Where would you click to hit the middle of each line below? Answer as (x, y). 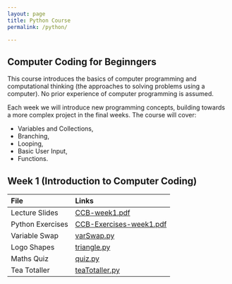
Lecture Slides (35, 213)
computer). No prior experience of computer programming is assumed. (110, 94)
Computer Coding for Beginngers (82, 62)
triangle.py (93, 247)
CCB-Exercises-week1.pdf (121, 224)
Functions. (33, 159)
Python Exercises (39, 224)
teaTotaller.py (98, 270)
